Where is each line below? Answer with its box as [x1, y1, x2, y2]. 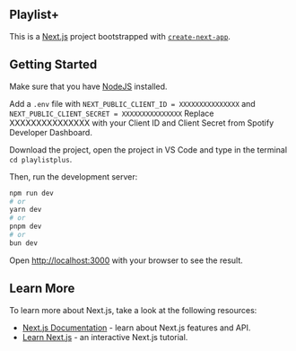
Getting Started [9, 57, 98, 73]
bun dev [9, 238, 39, 248]
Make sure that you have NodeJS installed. [9, 81, 168, 92]
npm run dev [9, 189, 54, 197]
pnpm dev [9, 222, 42, 232]
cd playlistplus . [9, 154, 73, 164]
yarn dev [9, 206, 42, 215]
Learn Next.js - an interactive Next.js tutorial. [22, 331, 188, 342]
